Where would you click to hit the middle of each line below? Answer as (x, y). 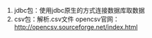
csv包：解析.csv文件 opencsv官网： (66, 19)
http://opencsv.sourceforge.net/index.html (76, 27)
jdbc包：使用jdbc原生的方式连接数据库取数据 (79, 10)
